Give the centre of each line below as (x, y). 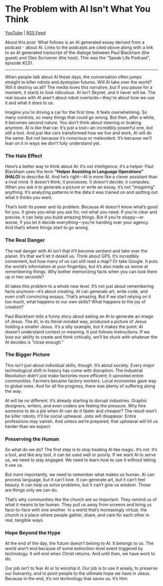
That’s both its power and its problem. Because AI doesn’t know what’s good (81, 207)
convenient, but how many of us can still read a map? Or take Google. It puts (81, 261)
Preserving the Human (32, 439)
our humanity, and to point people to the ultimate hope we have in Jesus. (78, 573)
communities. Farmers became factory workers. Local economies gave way (81, 381)
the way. (14, 391)
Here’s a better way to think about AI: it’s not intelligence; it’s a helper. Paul (79, 166)
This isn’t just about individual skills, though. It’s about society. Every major (80, 365)
